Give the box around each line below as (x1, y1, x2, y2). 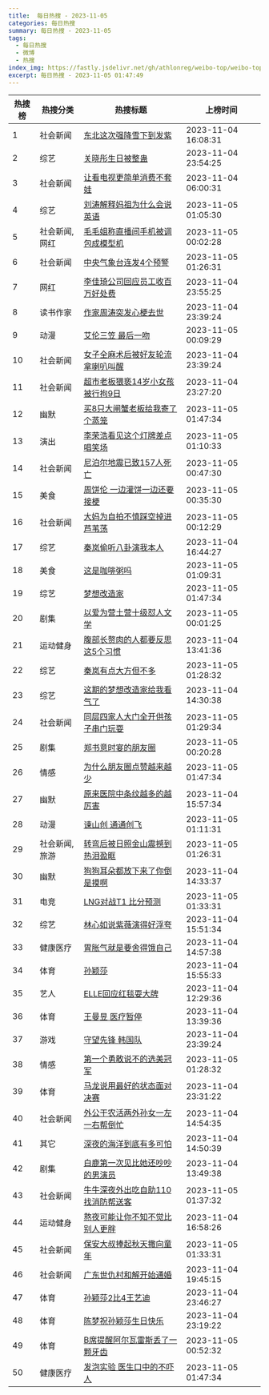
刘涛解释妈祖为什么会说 (83, 198, 172, 210)
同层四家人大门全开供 (83, 711, 164, 722)
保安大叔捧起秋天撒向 (83, 1238, 164, 1249)
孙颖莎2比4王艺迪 (83, 1292, 151, 1303)
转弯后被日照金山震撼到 (83, 838, 172, 849)
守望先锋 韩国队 (83, 1034, 143, 1045)
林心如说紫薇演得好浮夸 (83, 919, 172, 930)
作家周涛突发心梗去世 (83, 307, 164, 318)
